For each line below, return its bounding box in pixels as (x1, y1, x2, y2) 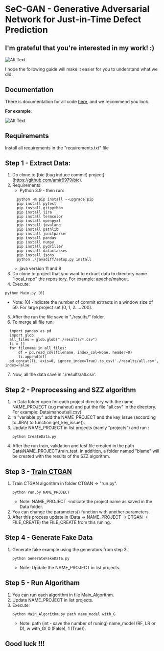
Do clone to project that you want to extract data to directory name (12, 271, 147, 277)
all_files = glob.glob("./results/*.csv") (9, 337, 97, 342)
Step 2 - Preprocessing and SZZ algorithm (5, 386, 136, 394)
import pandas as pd (9, 329, 51, 334)
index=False (5, 363, 29, 368)
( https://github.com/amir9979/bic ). (12, 177, 83, 183)
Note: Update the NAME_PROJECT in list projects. (19, 564, 121, 570)
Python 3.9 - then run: (19, 188, 65, 193)
